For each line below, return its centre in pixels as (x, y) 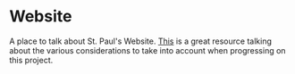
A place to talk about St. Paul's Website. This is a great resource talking (141, 41)
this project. (31, 60)
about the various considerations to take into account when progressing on (147, 50)
